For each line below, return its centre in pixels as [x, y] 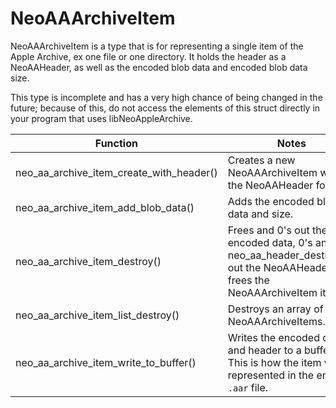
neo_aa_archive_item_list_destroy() [97, 315]
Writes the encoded [273, 337]
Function [116, 143]
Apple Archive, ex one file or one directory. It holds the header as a [148, 56]
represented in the [271, 375]
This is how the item [274, 362]
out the [244, 267]
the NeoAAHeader [270, 185]
